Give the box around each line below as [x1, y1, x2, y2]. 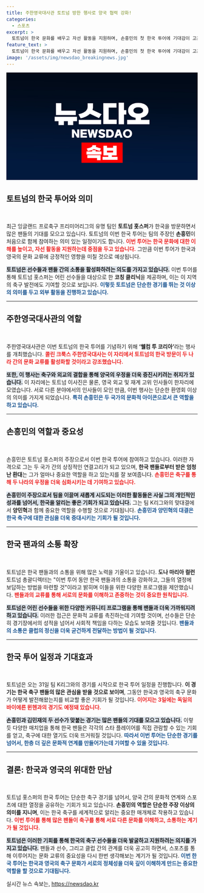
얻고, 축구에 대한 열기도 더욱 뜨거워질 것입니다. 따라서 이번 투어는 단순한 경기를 [12, 732, 198, 739]
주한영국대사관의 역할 [6, 313, 82, 324]
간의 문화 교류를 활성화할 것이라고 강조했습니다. [12, 358, 123, 365]
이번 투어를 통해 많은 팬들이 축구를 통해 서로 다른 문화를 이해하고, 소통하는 [14, 816, 186, 824]
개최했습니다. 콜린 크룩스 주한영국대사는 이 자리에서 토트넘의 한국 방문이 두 [12, 350, 188, 358]
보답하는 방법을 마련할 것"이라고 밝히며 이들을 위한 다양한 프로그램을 [6, 583, 168, 590]
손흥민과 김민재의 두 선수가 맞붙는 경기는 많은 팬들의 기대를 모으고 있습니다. [6, 717, 182, 724]
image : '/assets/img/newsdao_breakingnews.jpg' [6, 55, 129, 61]
